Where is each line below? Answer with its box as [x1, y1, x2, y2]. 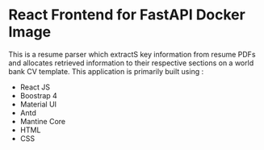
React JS [19, 82, 51, 92]
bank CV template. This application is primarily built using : [8, 66, 204, 76]
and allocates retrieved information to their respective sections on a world [8, 58, 254, 68]
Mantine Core [19, 116, 66, 126]
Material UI [19, 99, 57, 109]
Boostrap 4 [19, 90, 58, 100]
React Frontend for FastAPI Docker [8, 6, 246, 24]
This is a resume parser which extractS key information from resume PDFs [8, 49, 256, 59]
